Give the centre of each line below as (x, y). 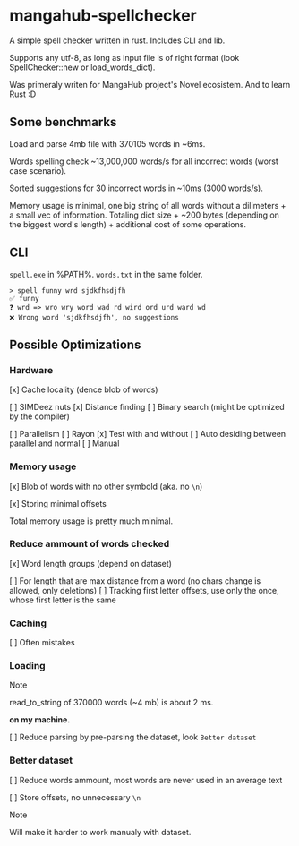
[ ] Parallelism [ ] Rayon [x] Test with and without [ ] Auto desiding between (148, 434)
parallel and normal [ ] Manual (64, 443)
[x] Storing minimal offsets (58, 503)
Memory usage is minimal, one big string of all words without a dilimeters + (148, 205)
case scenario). (38, 170)
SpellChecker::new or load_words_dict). (82, 67)
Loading (28, 666)
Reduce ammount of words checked (90, 544)
